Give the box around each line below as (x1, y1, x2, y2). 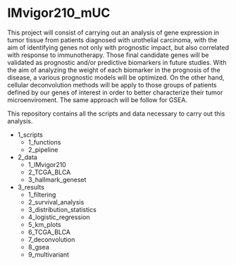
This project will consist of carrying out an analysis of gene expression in (7, 28, 220, 37)
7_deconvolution (27, 235, 75, 244)
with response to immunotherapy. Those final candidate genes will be (7, 51, 209, 59)
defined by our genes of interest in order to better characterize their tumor (7, 88, 223, 97)
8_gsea (27, 242, 49, 251)
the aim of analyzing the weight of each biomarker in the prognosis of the (7, 66, 221, 74)
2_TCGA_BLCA (27, 168, 71, 176)
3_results (17, 183, 44, 191)
